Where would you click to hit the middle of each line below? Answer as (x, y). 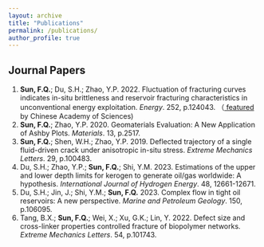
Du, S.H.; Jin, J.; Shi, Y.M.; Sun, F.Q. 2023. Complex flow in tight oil (130, 193)
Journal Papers (47, 70)
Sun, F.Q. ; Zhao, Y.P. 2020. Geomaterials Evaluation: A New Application (138, 125)
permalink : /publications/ (53, 30)
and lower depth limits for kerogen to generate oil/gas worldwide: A (130, 175)
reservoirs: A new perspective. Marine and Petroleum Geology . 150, (131, 201)
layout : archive (35, 16)
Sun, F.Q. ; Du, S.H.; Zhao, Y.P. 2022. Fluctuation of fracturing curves (133, 89)
